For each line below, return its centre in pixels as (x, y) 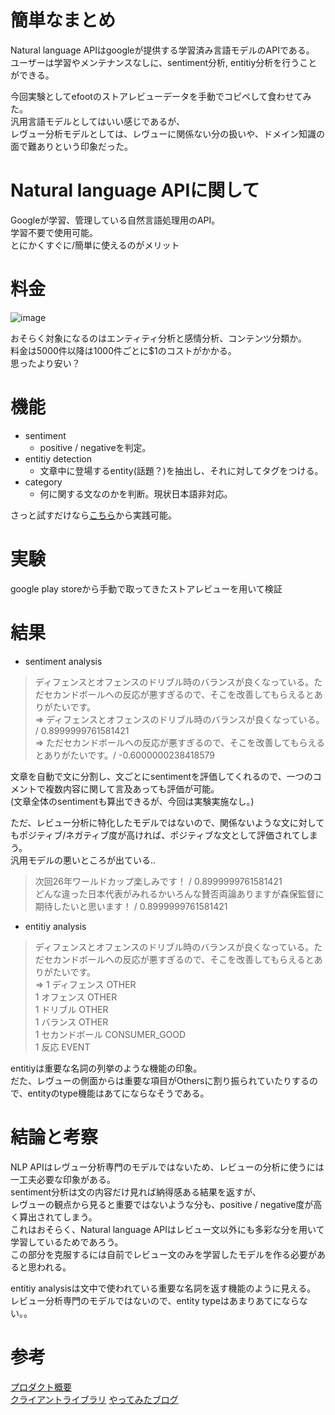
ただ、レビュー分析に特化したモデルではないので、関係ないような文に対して (167, 822)
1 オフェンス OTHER (76, 997)
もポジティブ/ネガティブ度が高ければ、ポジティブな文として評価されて (155, 835)
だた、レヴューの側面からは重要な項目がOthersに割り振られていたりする (160, 1080)
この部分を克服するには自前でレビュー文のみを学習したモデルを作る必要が (163, 1254)
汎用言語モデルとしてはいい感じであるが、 (97, 121)
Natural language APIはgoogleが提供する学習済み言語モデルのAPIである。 (162, 50)
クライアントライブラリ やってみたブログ (94, 1399)
